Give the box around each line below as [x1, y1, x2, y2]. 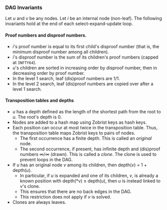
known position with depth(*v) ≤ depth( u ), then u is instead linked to [19, 177, 161, 184]
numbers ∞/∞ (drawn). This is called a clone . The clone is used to [19, 151, 156, 157]
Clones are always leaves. [12, 199, 66, 205]
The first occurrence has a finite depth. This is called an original [19, 135, 152, 141]
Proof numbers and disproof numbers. [5, 32, 86, 38]
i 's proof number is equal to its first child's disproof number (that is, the [12, 43, 159, 49]
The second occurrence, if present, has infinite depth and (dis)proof [19, 146, 160, 152]
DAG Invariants [5, 4, 42, 11]
